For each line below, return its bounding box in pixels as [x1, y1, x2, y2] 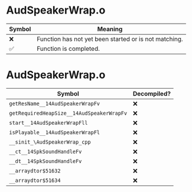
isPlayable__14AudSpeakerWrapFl [9, 129, 100, 136]
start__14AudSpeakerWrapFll [9, 119, 88, 126]
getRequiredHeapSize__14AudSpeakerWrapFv [9, 110, 128, 116]
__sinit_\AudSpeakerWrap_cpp [9, 138, 91, 145]
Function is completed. [36, 44, 100, 53]
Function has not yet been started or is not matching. [36, 35, 183, 43]
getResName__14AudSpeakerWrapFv [9, 100, 100, 107]
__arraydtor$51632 [9, 167, 61, 174]
